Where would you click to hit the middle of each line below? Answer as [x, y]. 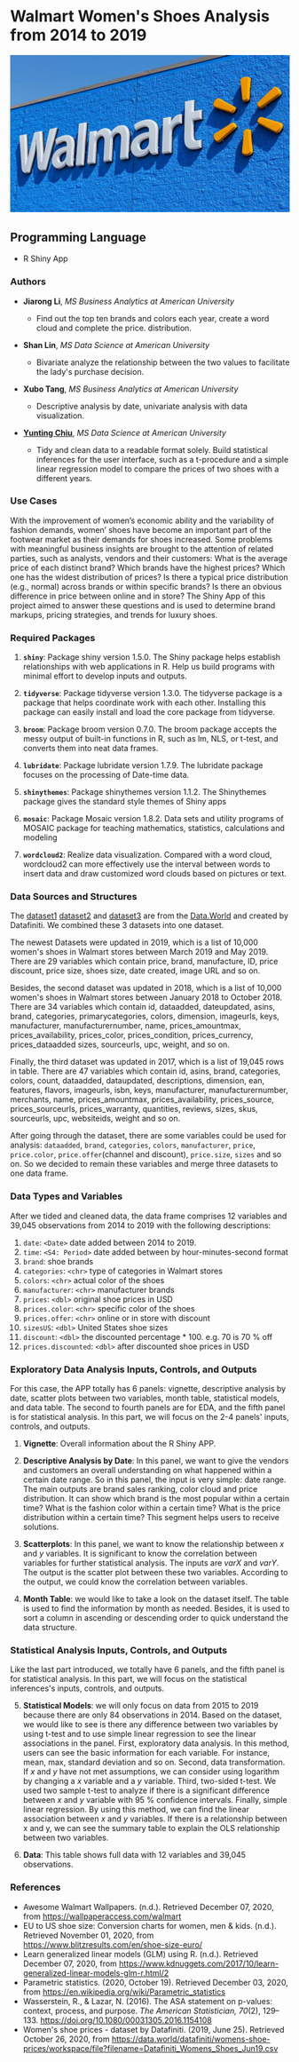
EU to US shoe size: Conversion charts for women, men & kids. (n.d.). [150, 1925]
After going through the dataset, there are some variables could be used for [148, 1136]
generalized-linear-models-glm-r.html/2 [96, 1972]
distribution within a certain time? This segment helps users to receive [151, 1518]
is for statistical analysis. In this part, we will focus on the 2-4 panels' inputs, [149, 1417]
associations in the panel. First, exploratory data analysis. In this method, [156, 1743]
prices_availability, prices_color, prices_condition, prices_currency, [132, 1035]
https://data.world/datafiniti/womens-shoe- [191, 2039]
